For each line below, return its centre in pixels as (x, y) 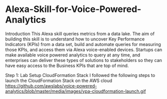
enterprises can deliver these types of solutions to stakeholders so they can (83, 60)
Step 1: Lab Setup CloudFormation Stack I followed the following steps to (80, 75)
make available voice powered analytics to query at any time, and (73, 55)
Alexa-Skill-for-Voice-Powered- (73, 9)
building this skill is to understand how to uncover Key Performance (75, 39)
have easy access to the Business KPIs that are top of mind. (67, 65)
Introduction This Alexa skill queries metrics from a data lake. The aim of (80, 33)
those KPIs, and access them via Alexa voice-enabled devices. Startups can (84, 49)
